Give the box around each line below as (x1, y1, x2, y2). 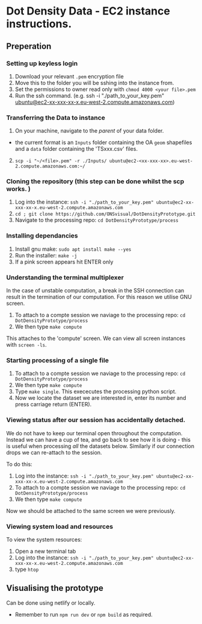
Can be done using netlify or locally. (6, 599, 96, 607)
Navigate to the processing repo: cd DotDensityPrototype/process (14, 216, 179, 224)
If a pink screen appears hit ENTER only (14, 258, 114, 265)
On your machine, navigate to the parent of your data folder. (14, 127, 164, 134)
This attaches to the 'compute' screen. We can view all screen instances (6, 335, 186, 342)
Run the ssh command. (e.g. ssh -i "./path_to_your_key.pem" (14, 92, 165, 99)
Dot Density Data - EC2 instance (6, 4, 170, 18)
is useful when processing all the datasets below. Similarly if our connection (6, 442, 194, 450)
